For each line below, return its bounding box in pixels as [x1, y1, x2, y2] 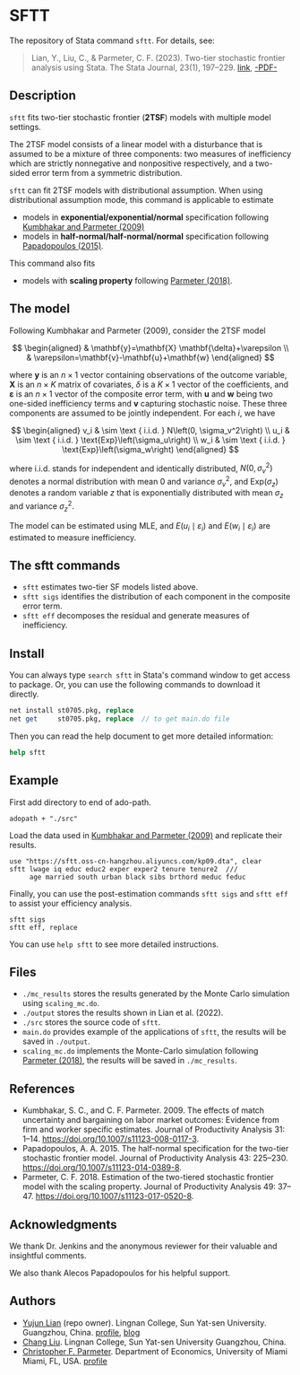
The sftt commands [9, 557, 121, 573]
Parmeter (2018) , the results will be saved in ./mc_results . [21, 1055, 237, 1066]
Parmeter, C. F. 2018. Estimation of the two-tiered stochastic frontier [21, 1172, 275, 1183]
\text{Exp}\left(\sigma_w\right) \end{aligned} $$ [62, 443, 239, 454]
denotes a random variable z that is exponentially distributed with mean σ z [9, 487, 284, 501]
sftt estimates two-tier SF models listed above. [21, 582, 199, 592]
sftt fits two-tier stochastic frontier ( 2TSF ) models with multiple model [9, 111, 271, 122]
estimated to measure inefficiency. [9, 531, 137, 543]
